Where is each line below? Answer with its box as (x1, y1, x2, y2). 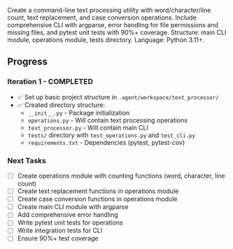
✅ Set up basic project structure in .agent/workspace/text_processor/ (17, 92, 219, 101)
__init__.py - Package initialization (27, 108, 130, 117)
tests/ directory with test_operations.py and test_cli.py (27, 131, 196, 139)
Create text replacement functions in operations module (17, 187, 179, 195)
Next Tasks (7, 155, 47, 165)
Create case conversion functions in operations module (17, 195, 178, 204)
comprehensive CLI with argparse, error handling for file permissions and (7, 21, 218, 29)
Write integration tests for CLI (17, 227, 103, 235)
